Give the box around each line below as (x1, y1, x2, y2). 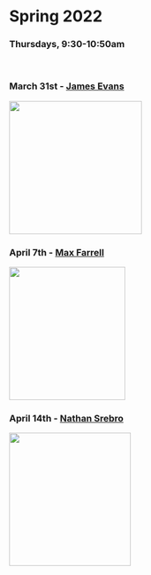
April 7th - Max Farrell (9, 246, 104, 258)
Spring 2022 (9, 6, 103, 27)
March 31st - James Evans (9, 80, 125, 92)
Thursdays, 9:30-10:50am (9, 38, 125, 51)
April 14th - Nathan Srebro (9, 413, 124, 424)
